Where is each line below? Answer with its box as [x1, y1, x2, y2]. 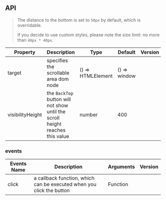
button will [46, 96, 71, 102]
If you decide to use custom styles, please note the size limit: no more [17, 32, 160, 37]
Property [14, 49, 36, 56]
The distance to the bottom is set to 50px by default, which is [17, 17, 141, 23]
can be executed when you [34, 181, 97, 188]
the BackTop [46, 90, 74, 97]
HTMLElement [80, 72, 113, 79]
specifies [46, 57, 68, 64]
